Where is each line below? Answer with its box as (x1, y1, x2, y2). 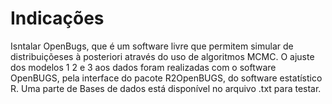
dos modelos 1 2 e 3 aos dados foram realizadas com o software (10, 61, 277, 73)
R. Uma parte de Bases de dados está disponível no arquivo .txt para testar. (10, 82, 322, 94)
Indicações (10, 7, 105, 30)
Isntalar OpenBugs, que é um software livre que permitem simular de (10, 40, 294, 52)
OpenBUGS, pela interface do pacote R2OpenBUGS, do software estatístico (10, 72, 323, 84)
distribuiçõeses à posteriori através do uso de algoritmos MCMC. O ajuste (10, 50, 315, 62)
